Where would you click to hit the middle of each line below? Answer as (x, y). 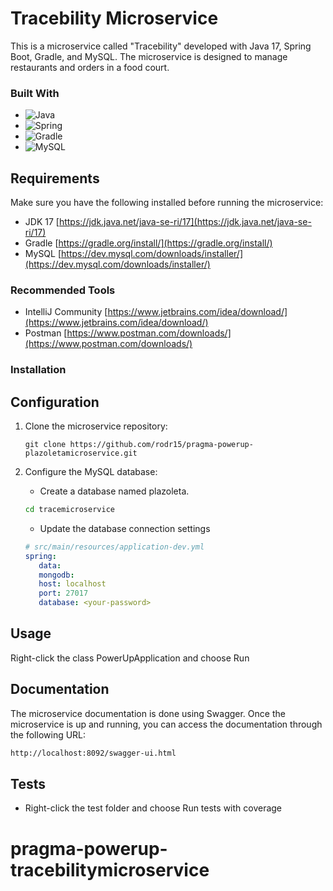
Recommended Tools (63, 290)
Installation (38, 370)
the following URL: (48, 734)
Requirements (55, 178)
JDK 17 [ (42, 222)
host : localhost (72, 584)
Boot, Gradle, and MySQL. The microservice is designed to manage (149, 56)
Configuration (55, 402)
